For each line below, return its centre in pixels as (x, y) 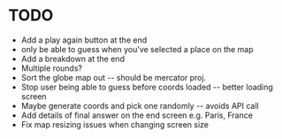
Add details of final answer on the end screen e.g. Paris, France (137, 115)
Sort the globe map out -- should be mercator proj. (114, 77)
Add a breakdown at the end (73, 58)
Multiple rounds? (52, 68)
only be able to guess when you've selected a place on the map (137, 49)
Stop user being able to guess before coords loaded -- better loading (147, 87)
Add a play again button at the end (84, 40)
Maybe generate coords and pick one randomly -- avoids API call (140, 105)
